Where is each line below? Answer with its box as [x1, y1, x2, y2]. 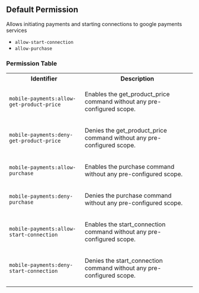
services [6, 27, 27, 34]
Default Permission [6, 5, 79, 15]
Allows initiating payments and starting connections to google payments [6, 20, 182, 27]
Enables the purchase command [85, 163, 175, 171]
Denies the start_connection [85, 257, 163, 265]
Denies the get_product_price [85, 127, 167, 135]
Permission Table [6, 59, 57, 67]
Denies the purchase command [85, 192, 172, 200]
